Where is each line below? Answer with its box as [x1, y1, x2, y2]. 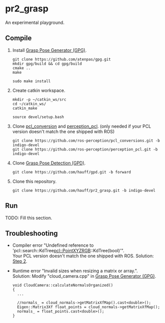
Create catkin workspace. [12, 87, 66, 93]
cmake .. [12, 65, 31, 70]
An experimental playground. [5, 19, 65, 25]
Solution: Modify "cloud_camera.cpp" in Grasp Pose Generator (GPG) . [12, 273, 156, 279]
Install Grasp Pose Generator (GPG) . [12, 47, 87, 53]
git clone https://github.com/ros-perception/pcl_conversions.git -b [12, 138, 161, 143]
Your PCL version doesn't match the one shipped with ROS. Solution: [12, 253, 154, 259]
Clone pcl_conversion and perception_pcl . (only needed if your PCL [12, 123, 151, 129]
